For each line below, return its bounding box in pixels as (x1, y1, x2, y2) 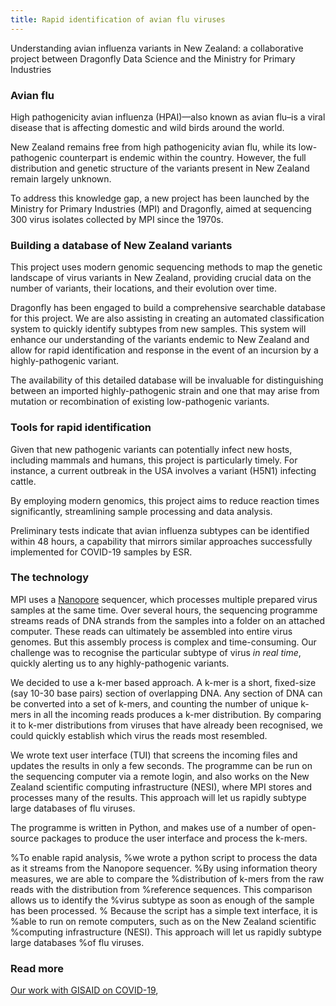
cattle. (10, 475, 37, 487)
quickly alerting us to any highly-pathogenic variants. (10, 657, 230, 669)
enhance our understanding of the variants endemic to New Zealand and (10, 334, 310, 346)
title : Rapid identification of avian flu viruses (10, 14, 226, 25)
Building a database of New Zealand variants (10, 238, 233, 252)
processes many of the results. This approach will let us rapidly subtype (10, 791, 307, 803)
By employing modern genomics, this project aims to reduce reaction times (10, 494, 320, 506)
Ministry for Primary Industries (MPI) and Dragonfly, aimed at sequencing (10, 202, 312, 215)
